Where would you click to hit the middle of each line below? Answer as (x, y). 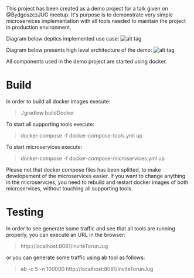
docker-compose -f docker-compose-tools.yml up (81, 135)
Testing (25, 212)
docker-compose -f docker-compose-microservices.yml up (93, 158)
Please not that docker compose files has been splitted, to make (84, 169)
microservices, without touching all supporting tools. (69, 188)
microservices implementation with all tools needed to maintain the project (96, 21)
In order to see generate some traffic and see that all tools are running (91, 228)
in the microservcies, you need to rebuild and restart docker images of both (97, 182)
